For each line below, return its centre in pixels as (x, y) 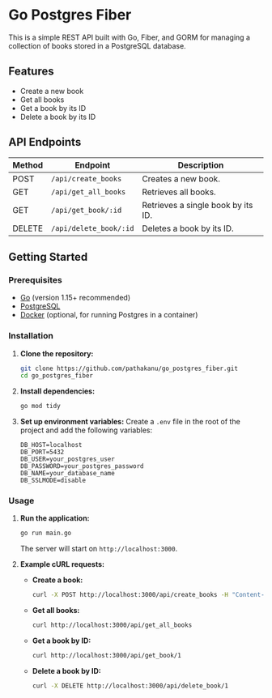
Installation (31, 336)
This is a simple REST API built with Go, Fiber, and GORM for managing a (130, 37)
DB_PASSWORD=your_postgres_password (82, 466)
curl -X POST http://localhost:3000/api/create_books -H (130, 595)
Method (28, 165)
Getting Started (48, 257)
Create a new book (52, 91)
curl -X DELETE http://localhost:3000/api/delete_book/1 (130, 686)
